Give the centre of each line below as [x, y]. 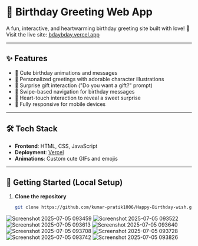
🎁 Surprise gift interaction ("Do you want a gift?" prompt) [84, 85]
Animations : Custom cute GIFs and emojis [66, 158]
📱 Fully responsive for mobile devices [60, 104]
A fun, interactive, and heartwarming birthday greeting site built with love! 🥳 [98, 28]
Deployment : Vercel [39, 152]
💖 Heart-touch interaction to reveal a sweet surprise [78, 98]
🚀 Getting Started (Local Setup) [65, 182]
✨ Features [27, 59]
